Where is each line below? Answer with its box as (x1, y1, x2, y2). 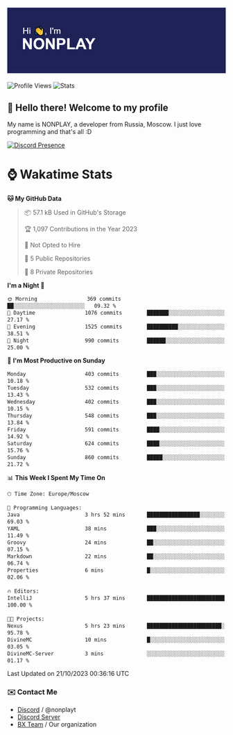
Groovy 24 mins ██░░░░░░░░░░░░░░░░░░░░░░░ (7, 539, 225, 546)
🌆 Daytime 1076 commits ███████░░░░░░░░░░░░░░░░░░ (7, 309, 225, 316)
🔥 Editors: (7, 588, 40, 595)
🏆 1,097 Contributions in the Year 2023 (24, 224, 137, 233)
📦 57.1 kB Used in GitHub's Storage (24, 208, 126, 216)
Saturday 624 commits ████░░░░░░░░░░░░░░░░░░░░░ (7, 440, 225, 447)
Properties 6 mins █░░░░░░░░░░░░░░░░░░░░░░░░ (7, 567, 225, 574)
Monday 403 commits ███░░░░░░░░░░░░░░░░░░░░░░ (7, 370, 225, 377)
